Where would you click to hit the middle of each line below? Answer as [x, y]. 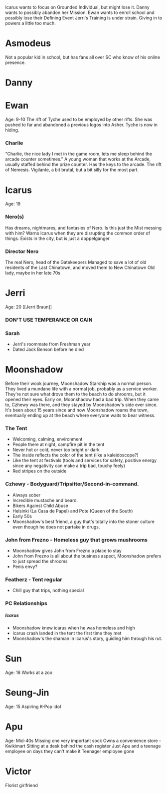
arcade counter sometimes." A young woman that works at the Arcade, [78, 159]
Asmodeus [28, 43]
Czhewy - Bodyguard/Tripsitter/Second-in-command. [72, 484]
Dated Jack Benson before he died [48, 349]
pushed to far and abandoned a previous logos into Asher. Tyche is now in [82, 125]
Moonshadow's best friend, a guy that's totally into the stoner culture [83, 521]
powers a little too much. [30, 23]
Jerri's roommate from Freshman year [51, 344]
